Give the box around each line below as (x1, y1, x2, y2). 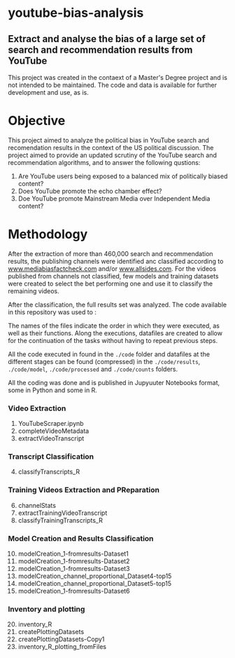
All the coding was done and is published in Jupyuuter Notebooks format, (8, 378, 220, 387)
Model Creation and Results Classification (8, 533, 154, 543)
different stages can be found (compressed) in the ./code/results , (8, 357, 201, 365)
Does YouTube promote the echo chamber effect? (17, 187, 162, 195)
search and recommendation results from (8, 43, 193, 55)
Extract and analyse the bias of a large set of (8, 33, 206, 45)
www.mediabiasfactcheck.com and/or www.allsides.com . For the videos (8, 264, 216, 273)
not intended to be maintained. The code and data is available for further (8, 81, 218, 89)
